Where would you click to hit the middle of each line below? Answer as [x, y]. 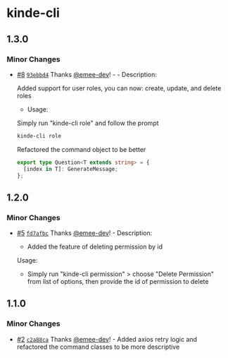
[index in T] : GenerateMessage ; [71, 169]
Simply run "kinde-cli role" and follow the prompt [88, 123]
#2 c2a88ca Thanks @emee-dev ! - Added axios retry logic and [107, 339]
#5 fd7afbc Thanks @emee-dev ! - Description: [84, 233]
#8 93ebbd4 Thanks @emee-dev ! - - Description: [87, 74]
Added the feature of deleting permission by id [95, 247]
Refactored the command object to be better [81, 149]
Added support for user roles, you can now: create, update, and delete [119, 88]
